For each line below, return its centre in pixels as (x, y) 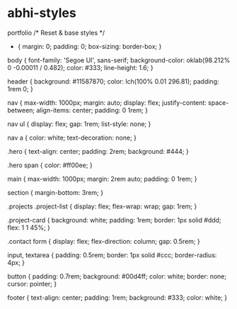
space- (218, 102)
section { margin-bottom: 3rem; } (56, 192)
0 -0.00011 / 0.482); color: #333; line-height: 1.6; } (80, 67)
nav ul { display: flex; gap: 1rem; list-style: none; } (79, 124)
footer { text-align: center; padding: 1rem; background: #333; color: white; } (117, 297)
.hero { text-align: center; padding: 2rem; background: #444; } (98, 151)
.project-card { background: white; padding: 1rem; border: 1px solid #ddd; (114, 220)
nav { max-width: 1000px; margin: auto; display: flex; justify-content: (107, 102)
